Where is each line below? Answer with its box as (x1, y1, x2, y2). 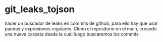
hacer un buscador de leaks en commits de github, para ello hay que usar (5, 20, 158, 26)
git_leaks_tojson (5, 4, 75, 15)
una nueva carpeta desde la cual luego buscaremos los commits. (5, 31, 140, 37)
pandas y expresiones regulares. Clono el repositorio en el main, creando (5, 25, 157, 31)
